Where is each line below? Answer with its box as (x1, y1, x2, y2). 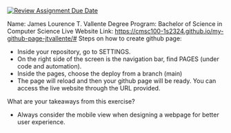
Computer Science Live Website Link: (7, 27, 114, 35)
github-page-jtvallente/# (7, 34, 77, 43)
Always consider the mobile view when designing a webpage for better (17, 110, 219, 119)
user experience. (17, 118, 66, 126)
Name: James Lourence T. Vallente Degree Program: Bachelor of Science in (7, 20, 223, 27)
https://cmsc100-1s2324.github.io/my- (114, 27, 224, 35)
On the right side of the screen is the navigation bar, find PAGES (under (17, 55, 219, 63)
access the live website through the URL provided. (17, 84, 161, 92)
